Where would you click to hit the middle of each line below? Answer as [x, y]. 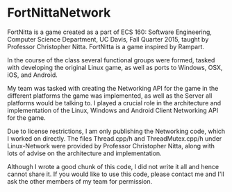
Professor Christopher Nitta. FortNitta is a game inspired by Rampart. [106, 46]
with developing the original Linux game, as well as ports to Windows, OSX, [115, 67]
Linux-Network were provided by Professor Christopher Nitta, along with [111, 146]
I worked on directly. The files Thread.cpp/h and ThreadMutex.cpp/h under [115, 138]
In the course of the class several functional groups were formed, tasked [111, 60]
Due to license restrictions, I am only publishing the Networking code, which [116, 131]
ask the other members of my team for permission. [80, 181]
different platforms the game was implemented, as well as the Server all [110, 96]
